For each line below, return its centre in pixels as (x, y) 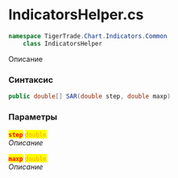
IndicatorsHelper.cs (76, 15)
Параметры (33, 116)
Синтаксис (31, 79)
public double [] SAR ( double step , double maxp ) (90, 96)
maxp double (27, 159)
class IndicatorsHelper (63, 43)
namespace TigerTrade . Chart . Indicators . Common (88, 36)
